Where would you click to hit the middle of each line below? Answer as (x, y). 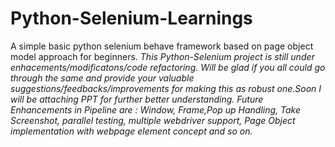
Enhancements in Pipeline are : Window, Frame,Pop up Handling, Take (156, 109)
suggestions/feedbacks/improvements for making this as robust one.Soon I (166, 88)
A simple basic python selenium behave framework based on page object (162, 46)
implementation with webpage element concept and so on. (131, 131)
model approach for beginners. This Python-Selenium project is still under (162, 56)
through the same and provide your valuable (102, 78)
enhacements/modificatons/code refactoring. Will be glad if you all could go (168, 67)
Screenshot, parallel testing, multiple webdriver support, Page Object (153, 120)
